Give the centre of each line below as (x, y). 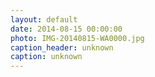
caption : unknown (46, 57)
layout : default (44, 19)
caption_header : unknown (62, 47)
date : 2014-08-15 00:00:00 (66, 29)
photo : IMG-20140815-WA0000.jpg (77, 38)
